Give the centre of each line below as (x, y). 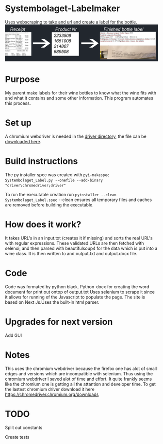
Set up (18, 123)
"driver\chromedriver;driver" (36, 185)
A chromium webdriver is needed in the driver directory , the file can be (76, 136)
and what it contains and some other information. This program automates (79, 98)
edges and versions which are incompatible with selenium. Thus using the (79, 373)
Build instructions (41, 161)
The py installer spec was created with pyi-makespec (57, 175)
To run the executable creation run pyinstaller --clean (61, 194)
